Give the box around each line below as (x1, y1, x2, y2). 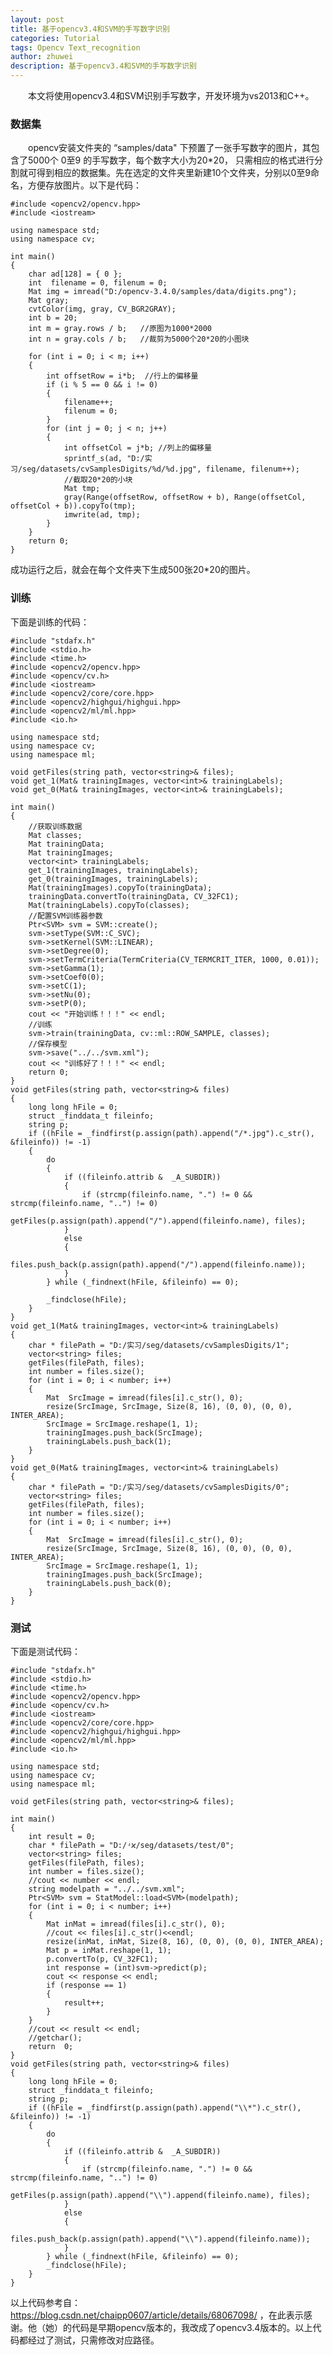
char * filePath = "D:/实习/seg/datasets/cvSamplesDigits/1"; (28, 1340, 290, 1350)
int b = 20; (28, 313, 78, 323)
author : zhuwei (10, 52, 74, 62)
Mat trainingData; (28, 839, 105, 849)
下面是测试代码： (10, 1645, 81, 1657)
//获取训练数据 (28, 821, 83, 831)
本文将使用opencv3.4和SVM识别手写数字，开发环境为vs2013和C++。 (28, 90, 315, 101)
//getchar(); (28, 2032, 83, 2043)
